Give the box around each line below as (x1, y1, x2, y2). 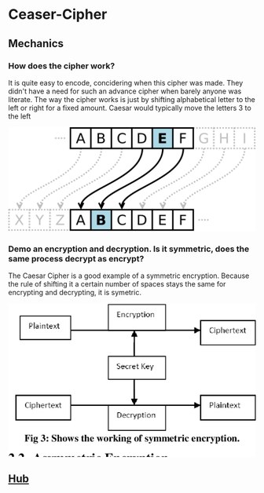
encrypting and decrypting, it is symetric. (8, 288, 141, 298)
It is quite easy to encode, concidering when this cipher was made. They (8, 78, 244, 87)
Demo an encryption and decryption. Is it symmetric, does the (8, 243, 250, 254)
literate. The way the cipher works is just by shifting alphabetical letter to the (8, 94, 255, 104)
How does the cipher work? (8, 60, 115, 71)
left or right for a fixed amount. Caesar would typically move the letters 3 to (8, 103, 251, 112)
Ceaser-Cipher (8, 5, 108, 24)
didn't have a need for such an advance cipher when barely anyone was (8, 86, 242, 96)
